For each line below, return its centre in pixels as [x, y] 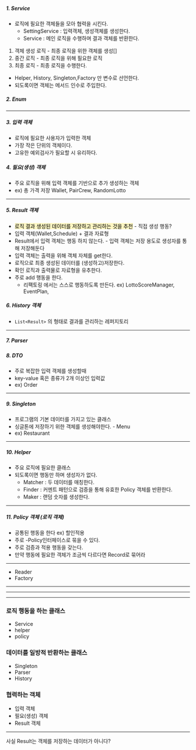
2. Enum [16, 99]
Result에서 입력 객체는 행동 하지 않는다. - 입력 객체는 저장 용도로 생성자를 [98, 241]
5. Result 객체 [22, 210]
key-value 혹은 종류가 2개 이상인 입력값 [60, 379]
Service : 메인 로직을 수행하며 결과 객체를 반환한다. [81, 38]
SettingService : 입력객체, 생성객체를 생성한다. [76, 31]
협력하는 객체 [23, 694]
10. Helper [18, 452]
